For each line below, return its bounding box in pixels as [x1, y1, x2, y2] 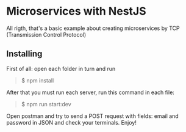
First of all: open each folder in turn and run [6, 65, 116, 72]
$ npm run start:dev [21, 100, 71, 108]
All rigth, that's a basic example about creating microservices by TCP [6, 24, 180, 32]
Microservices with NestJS [6, 4, 146, 18]
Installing [6, 49, 43, 59]
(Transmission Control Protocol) [6, 31, 87, 38]
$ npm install [21, 76, 54, 84]
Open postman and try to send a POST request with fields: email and [6, 112, 179, 120]
